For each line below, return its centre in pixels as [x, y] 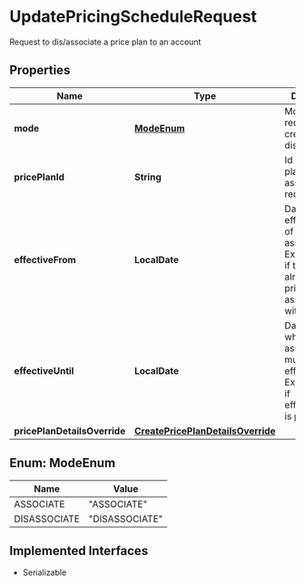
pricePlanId [39, 177]
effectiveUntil [44, 371]
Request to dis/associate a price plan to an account [105, 42]
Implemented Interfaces [79, 551]
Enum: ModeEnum [63, 463]
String [148, 177]
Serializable [44, 572]
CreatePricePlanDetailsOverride [205, 431]
